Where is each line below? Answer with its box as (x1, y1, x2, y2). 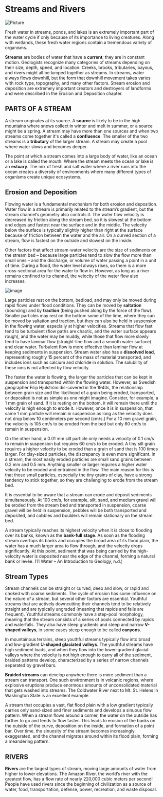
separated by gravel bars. (5, 663, 57, 668)
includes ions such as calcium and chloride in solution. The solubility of (5, 359, 148, 365)
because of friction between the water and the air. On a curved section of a (5, 232, 156, 238)
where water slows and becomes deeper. (5, 143, 88, 150)
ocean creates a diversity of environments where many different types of (5, 169, 152, 175)
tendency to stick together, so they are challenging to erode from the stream (5, 477, 158, 483)
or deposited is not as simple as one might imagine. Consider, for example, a (5, 395, 159, 400)
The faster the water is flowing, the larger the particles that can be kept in (5, 374, 153, 380)
